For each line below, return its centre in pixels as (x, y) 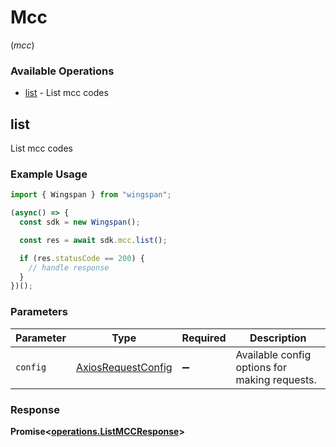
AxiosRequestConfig (124, 367)
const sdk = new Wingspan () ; (80, 222)
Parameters (39, 312)
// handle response (69, 267)
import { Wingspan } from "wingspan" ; (91, 195)
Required (204, 338)
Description (278, 338)
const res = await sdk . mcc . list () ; (93, 240)
